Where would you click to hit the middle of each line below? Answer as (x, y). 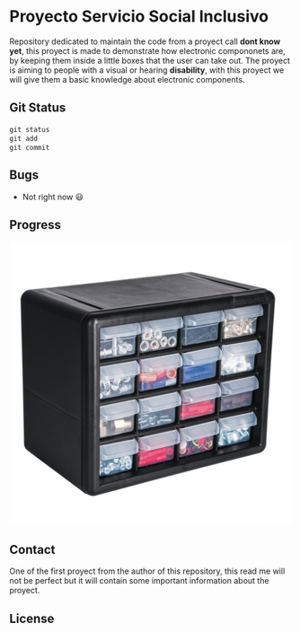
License (32, 618)
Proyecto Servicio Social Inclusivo (139, 17)
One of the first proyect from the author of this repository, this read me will (147, 571)
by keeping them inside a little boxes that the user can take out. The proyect (150, 60)
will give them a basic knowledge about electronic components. (127, 79)
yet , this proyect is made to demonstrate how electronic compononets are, (147, 50)
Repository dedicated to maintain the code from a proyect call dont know (145, 41)
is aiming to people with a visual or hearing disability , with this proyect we (147, 70)
